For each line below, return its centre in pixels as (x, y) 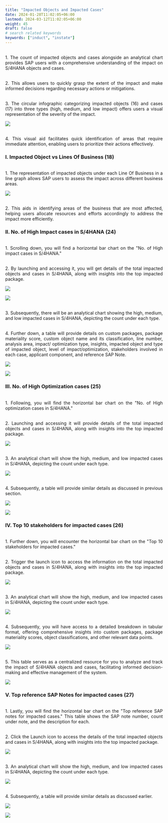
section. (13, 493)
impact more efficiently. (29, 219)
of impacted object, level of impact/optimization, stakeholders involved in (84, 350)
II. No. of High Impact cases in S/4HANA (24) (61, 232)
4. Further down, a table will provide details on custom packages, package (84, 334)
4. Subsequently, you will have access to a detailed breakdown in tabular (84, 627)
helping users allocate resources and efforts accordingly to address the (84, 214)
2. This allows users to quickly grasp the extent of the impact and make (84, 83)
